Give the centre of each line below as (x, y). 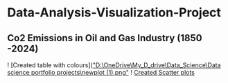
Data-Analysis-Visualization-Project (114, 13)
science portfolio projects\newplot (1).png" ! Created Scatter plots (101, 72)
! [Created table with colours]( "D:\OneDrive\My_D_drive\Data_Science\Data (114, 65)
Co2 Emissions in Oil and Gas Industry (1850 (105, 38)
